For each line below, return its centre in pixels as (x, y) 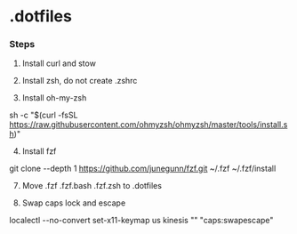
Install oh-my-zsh (54, 98)
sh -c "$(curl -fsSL (44, 115)
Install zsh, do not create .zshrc (80, 81)
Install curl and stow (59, 63)
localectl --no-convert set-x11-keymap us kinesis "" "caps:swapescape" (141, 221)
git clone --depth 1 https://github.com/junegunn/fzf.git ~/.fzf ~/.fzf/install (143, 169)
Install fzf (39, 151)
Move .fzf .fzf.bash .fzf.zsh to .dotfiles (92, 186)
